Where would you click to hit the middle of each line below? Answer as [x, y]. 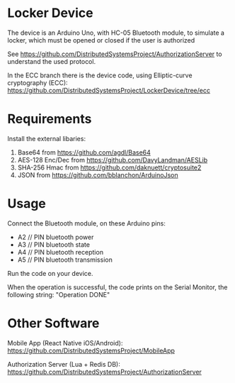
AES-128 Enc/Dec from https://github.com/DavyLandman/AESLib [113, 160]
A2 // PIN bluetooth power [56, 237]
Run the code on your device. [50, 273]
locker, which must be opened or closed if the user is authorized [101, 40]
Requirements [50, 119]
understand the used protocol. [52, 61]
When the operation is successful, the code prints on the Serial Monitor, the [117, 287]
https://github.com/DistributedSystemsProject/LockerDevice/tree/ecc [109, 90]
